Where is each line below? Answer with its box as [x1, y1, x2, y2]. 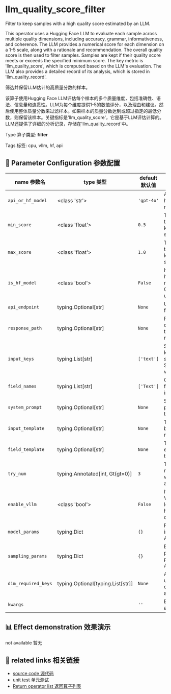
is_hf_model [8, 280, 37, 285]
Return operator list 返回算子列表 [12, 683, 81, 689]
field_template [8, 446, 45, 452]
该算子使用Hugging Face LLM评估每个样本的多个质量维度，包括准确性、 [5, 95, 157, 101]
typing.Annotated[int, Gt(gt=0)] [57, 470, 132, 477]
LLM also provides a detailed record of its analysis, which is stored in [5, 68, 150, 75]
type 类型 [83, 178, 107, 185]
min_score [8, 222, 32, 228]
